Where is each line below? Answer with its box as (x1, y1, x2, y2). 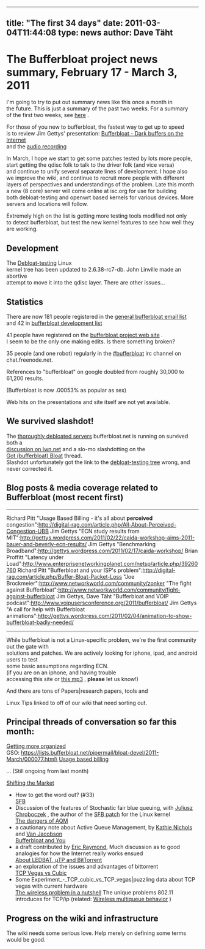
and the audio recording (6, 143, 67, 150)
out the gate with (6, 642, 49, 650)
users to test (6, 655, 38, 663)
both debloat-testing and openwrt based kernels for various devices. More (6, 194, 194, 201)
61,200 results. (6, 375, 44, 382)
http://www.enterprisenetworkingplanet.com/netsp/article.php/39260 (23, 560, 198, 567)
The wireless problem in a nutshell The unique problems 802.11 (15, 889, 174, 896)
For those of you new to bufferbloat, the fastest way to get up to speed (6, 123, 185, 131)
